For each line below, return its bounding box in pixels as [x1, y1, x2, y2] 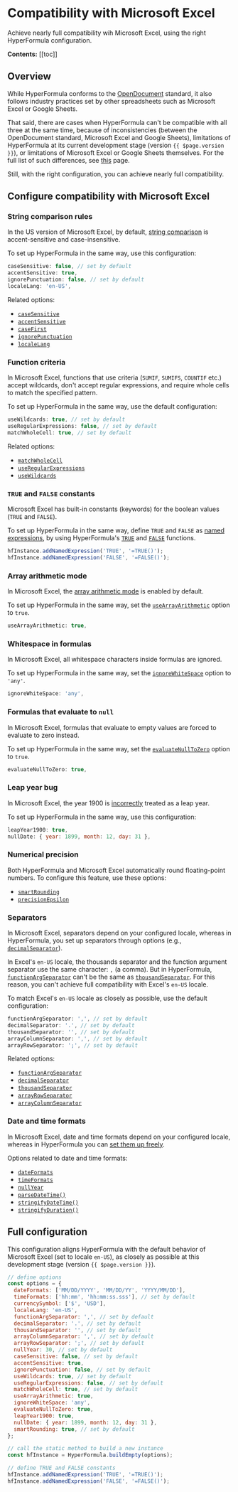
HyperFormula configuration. [7, 36, 92, 44]
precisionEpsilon [17, 896, 70, 903]
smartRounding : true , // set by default [13, 1425, 135, 1433]
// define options [7, 1274, 62, 1281]
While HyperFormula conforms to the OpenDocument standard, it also [7, 89, 212, 97]
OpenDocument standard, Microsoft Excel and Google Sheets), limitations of [7, 133, 231, 141]
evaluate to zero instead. [7, 731, 80, 739]
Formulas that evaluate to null [7, 707, 114, 717]
